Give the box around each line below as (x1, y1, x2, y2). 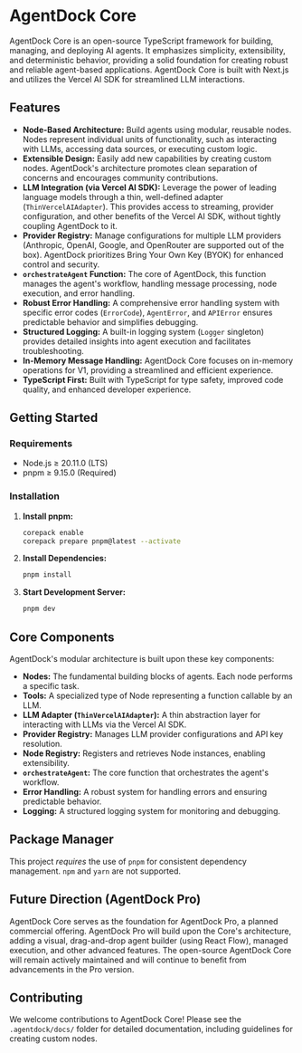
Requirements (9, 437, 73, 450)
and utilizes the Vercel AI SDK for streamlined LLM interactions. (9, 73, 246, 84)
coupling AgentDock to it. (22, 220, 118, 231)
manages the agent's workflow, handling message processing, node (22, 278, 278, 289)
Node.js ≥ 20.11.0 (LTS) (22, 458, 109, 469)
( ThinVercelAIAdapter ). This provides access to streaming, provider (22, 201, 274, 212)
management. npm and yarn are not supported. (9, 866, 182, 876)
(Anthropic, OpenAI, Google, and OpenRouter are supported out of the (22, 239, 285, 250)
